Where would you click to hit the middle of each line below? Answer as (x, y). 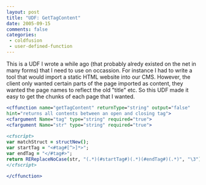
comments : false (27, 29)
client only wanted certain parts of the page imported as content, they (95, 83)
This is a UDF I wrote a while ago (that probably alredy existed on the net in (101, 64)
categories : (21, 35)
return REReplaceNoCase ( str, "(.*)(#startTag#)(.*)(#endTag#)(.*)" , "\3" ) (104, 159)
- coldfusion (26, 41)
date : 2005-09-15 (29, 23)
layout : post (23, 12)
